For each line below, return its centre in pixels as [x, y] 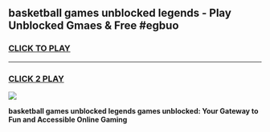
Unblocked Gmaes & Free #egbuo [94, 26]
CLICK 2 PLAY [36, 78]
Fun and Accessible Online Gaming [68, 119]
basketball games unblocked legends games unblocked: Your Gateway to [133, 110]
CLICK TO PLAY [39, 49]
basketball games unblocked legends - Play [120, 13]
